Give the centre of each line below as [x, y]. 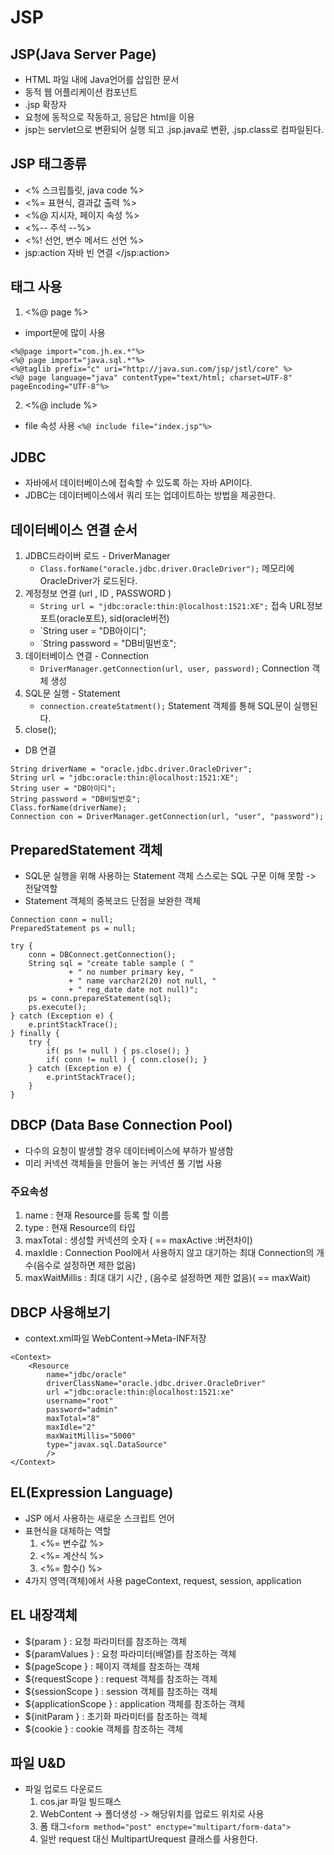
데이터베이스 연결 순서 [74, 529]
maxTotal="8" [73, 1418]
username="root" [80, 1401]
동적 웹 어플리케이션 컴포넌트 [81, 92]
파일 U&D [38, 1763]
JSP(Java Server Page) [83, 54]
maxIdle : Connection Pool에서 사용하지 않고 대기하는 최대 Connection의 [169, 1253]
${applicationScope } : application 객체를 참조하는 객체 [135, 1703]
